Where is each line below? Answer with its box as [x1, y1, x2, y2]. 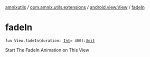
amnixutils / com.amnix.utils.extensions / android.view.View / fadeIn [5, 4, 145, 10]
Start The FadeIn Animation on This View [5, 47, 89, 53]
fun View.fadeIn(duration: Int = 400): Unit [5, 38, 95, 43]
